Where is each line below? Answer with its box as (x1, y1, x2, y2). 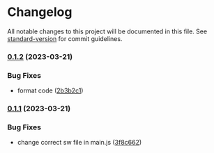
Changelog (7, 4, 72, 20)
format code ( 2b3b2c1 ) (17, 86, 84, 95)
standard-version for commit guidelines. (7, 34, 123, 42)
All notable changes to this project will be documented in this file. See (7, 27, 208, 35)
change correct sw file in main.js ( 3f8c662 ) (17, 138, 142, 147)
